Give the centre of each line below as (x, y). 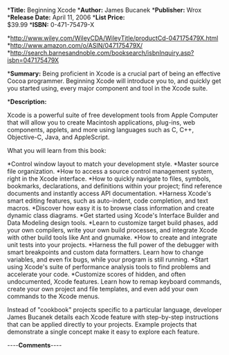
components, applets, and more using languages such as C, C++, (101, 130)
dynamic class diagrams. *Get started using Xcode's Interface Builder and (113, 215)
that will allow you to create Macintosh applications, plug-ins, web (101, 122)
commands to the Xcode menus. (54, 296)
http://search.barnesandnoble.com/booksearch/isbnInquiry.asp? (102, 53)
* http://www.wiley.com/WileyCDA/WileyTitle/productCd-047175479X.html (113, 38)
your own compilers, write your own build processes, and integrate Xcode (112, 230)
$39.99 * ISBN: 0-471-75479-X (51, 25)
